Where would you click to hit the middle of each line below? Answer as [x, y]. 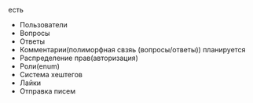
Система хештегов [51, 75]
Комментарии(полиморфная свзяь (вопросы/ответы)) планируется [132, 50]
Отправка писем [48, 91]
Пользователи [44, 25]
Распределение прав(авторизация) [79, 58]
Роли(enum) [40, 66]
